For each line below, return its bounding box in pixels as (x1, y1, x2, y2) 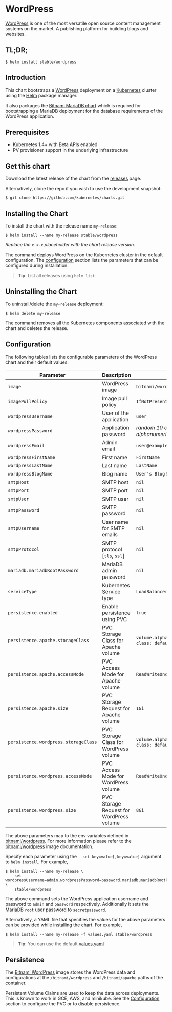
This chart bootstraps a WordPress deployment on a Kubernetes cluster (5, 87, 157, 93)
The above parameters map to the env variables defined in (5, 832, 129, 838)
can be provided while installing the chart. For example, (5, 922, 122, 928)
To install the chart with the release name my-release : (5, 223, 118, 229)
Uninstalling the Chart (5, 287, 77, 296)
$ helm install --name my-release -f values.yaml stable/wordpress (5, 932, 153, 937)
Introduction (5, 73, 46, 82)
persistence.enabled (8, 610, 58, 615)
